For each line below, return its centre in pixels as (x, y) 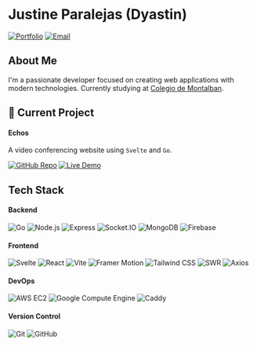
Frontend (24, 246)
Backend (23, 210)
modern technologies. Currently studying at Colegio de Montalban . (116, 88)
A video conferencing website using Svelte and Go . (90, 150)
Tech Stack (36, 190)
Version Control (34, 316)
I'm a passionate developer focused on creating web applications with (121, 79)
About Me (33, 61)
